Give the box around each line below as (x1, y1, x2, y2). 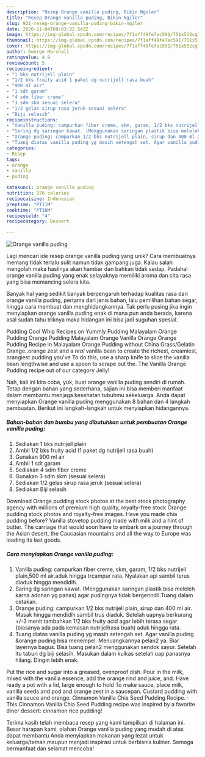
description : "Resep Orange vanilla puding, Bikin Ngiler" (6, 9, 160, 15)
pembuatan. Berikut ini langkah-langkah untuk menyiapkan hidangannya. (6, 404, 190, 412)
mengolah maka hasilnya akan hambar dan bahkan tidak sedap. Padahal (6, 265, 188, 273)
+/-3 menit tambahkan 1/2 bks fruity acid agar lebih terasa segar (15, 617, 178, 625)
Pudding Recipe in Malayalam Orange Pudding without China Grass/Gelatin (6, 341, 195, 348)
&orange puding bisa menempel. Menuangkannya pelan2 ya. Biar (15, 637, 179, 644)
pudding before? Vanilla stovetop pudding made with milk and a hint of (6, 517, 184, 525)
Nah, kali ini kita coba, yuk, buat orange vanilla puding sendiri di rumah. (6, 379, 186, 386)
